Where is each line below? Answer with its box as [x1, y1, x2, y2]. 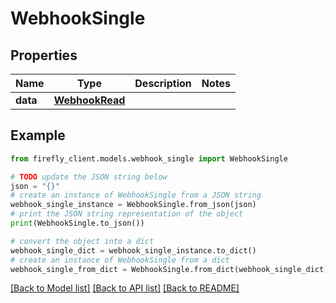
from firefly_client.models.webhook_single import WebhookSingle [10, 153, 288, 164]
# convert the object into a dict [10, 236, 155, 246]
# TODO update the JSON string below [10, 172, 168, 182]
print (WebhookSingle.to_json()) [10, 218, 145, 229]
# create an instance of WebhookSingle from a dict [10, 255, 230, 265]
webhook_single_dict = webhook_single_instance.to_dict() [10, 245, 257, 256]
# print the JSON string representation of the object [10, 209, 244, 219]
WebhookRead [53, 93, 126, 107]
